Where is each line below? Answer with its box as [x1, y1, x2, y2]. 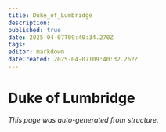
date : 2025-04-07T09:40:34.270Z [8, 33, 114, 42]
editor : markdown [8, 48, 65, 56]
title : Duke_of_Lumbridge [8, 11, 92, 20]
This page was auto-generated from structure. [8, 115, 159, 124]
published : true [8, 26, 61, 34]
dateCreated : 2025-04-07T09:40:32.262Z [8, 56, 139, 64]
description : [8, 19, 51, 27]
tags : [8, 41, 26, 49]
